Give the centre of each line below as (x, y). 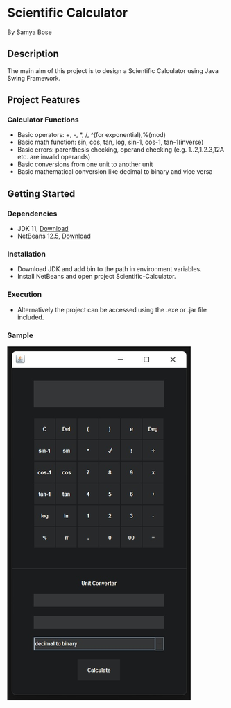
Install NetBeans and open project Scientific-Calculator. (96, 277)
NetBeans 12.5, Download (54, 236)
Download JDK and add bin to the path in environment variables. (110, 269)
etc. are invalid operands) (54, 157)
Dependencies (32, 214)
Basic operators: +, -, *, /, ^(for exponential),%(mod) (92, 135)
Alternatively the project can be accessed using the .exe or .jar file (112, 309)
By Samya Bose (29, 32)
